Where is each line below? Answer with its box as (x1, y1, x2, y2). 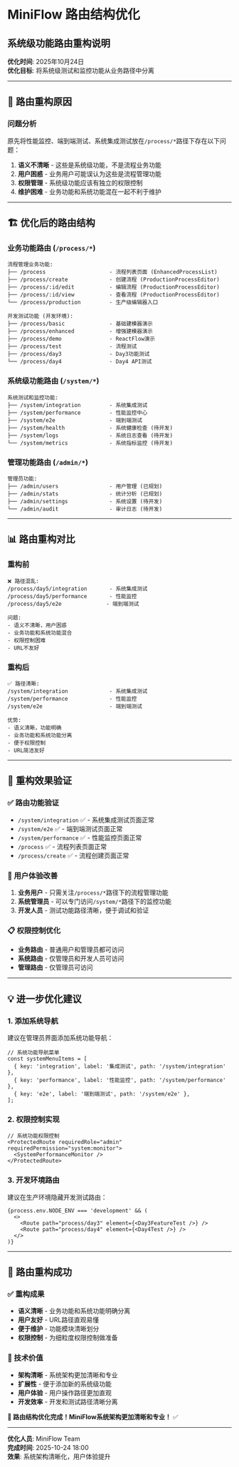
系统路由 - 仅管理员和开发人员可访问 (17, 954, 124, 963)
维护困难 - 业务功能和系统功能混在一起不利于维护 (17, 187, 162, 196)
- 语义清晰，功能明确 (7, 724, 62, 731)
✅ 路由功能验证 (7, 798, 59, 808)
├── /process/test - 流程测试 (7, 343, 137, 350)
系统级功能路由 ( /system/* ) (7, 376, 100, 386)
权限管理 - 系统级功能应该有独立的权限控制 (17, 178, 144, 187)
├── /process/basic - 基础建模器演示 (7, 320, 153, 328)
